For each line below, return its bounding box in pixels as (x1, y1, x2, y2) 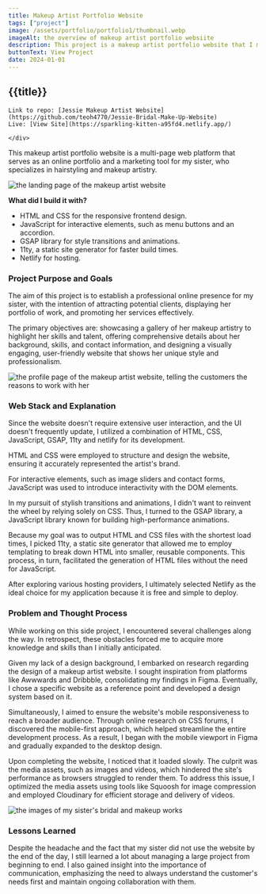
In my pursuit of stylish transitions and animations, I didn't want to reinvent (8, 498, 251, 508)
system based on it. (8, 692, 73, 701)
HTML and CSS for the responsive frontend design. (19, 211, 188, 221)
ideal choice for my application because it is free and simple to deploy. (8, 588, 239, 597)
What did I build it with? (8, 195, 87, 205)
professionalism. (8, 356, 63, 366)
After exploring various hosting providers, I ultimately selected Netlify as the (8, 580, 256, 589)
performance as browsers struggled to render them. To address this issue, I (8, 773, 255, 782)
